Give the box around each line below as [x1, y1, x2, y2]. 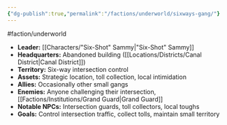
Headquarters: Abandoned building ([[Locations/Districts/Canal [17, 50, 203, 59]
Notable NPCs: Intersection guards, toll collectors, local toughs [17, 102, 200, 110]
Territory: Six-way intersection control [17, 65, 129, 73]
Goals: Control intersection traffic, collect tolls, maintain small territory [17, 110, 220, 118]
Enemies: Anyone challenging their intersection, [17, 87, 156, 96]
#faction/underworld [7, 29, 67, 38]
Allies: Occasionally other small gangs [17, 80, 129, 88]
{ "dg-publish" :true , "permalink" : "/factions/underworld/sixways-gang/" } [7, 10, 220, 17]
